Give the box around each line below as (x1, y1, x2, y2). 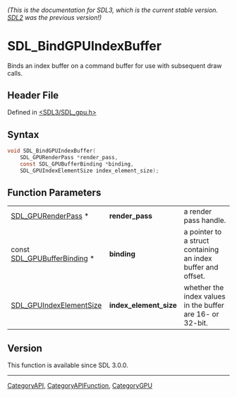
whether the (183, 283, 224, 293)
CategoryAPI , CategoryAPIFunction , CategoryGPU (7, 381, 153, 390)
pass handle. (183, 216, 226, 226)
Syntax (7, 128, 39, 141)
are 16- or (183, 309, 219, 319)
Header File (7, 89, 59, 101)
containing (183, 245, 219, 255)
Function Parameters (7, 187, 102, 199)
